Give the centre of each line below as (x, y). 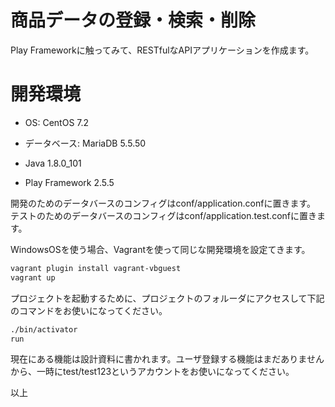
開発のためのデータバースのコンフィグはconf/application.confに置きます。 (163, 203)
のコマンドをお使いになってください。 (89, 310)
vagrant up (33, 277)
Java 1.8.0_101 (53, 163)
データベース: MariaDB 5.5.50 (85, 143)
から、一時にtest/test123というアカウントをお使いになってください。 (152, 372)
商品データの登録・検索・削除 (133, 20)
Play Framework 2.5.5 (69, 182)
